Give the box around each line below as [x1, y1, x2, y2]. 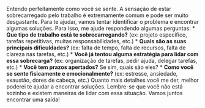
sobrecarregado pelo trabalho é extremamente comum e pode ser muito [6, 12, 188, 19]
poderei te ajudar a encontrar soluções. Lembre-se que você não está [6, 83, 183, 90]
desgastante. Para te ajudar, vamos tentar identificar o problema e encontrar [6, 18, 199, 25]
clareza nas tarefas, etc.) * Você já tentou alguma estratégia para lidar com [6, 51, 199, 57]
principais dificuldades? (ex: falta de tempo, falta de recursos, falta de [6, 44, 186, 51]
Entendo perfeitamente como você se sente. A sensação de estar [6, 5, 171, 12]
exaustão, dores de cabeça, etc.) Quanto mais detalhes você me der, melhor [6, 76, 199, 84]
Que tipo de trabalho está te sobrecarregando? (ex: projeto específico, [6, 31, 188, 38]
